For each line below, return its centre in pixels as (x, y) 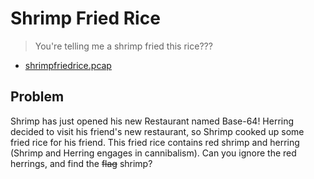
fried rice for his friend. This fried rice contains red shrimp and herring (155, 142)
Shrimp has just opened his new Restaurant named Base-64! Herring (152, 121)
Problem (37, 97)
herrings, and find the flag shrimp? (81, 163)
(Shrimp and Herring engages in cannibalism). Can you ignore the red (153, 153)
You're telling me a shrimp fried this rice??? (123, 46)
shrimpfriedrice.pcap (68, 65)
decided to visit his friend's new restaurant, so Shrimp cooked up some (157, 131)
